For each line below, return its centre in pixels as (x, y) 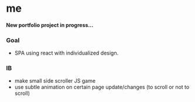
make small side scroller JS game (55, 81)
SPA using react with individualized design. (66, 53)
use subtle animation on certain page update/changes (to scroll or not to (102, 87)
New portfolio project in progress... (50, 25)
